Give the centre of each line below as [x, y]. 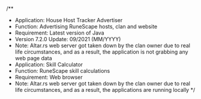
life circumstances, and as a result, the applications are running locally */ [105, 90]
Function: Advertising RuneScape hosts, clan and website [86, 27]
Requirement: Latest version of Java [59, 33]
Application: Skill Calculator [49, 64]
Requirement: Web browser [49, 77]
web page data [33, 58]
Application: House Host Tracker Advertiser [69, 20]
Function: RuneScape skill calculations [62, 71]
